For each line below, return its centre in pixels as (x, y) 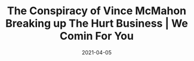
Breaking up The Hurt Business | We (97, 23)
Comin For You (97, 36)
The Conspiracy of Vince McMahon (97, 11)
